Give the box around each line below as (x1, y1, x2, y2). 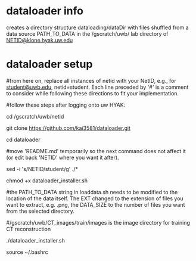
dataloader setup (6, 58, 93, 71)
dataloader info (6, 4, 83, 18)
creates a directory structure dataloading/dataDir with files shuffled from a (6, 24, 189, 31)
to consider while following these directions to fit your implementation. (6, 89, 179, 97)
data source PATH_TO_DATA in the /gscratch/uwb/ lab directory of (6, 30, 169, 37)
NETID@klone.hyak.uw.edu (6, 36, 73, 44)
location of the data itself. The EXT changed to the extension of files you (6, 195, 183, 202)
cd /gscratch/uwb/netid (6, 113, 64, 120)
